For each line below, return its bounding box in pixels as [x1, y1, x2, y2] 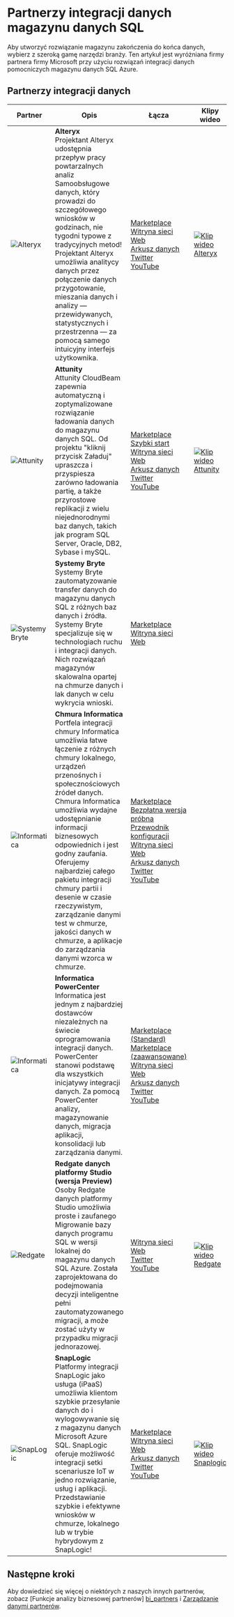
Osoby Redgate [54, 1185, 106, 1195]
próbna [130, 813, 155, 823]
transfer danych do [54, 584, 117, 594]
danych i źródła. [54, 611, 107, 620]
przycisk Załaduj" [54, 451, 112, 461]
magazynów [54, 663, 95, 673]
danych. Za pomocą [54, 1086, 120, 1096]
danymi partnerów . [7, 1602, 61, 1610]
